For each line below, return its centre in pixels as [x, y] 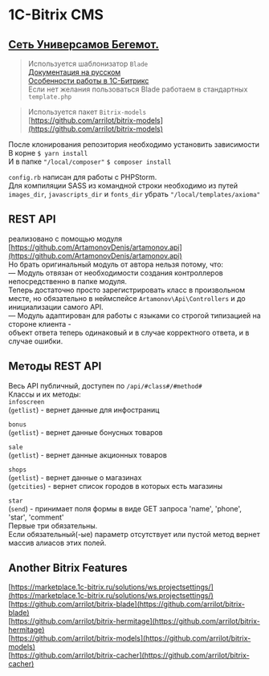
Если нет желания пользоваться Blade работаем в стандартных [138, 89]
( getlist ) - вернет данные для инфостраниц [84, 409]
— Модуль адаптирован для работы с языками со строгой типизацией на [134, 316]
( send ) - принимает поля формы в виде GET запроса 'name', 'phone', [125, 508]
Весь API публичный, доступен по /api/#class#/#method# [105, 385]
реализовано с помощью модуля [65, 238]
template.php [50, 97]
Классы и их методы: [45, 394]
